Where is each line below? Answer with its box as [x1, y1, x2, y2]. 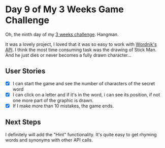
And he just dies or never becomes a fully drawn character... [5, 52, 132, 58]
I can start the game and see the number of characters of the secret [12, 80, 155, 86]
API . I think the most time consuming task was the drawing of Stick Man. [5, 46, 157, 53]
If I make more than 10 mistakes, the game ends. [12, 103, 114, 109]
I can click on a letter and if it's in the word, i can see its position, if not [12, 91, 160, 97]
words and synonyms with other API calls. [5, 137, 93, 143]
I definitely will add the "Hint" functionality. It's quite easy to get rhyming [5, 131, 157, 137]
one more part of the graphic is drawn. [12, 97, 94, 103]
